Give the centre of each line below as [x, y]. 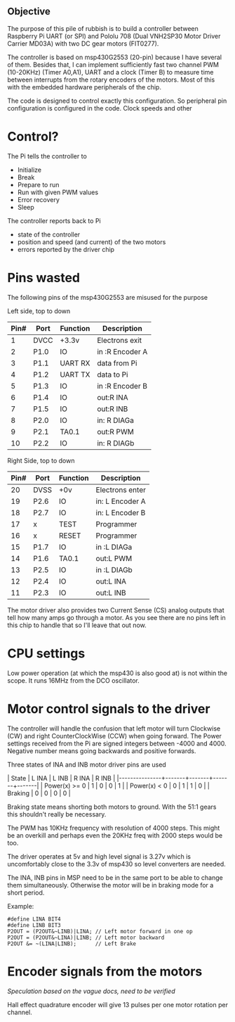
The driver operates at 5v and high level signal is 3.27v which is [99, 856]
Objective [29, 12]
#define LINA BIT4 [34, 919]
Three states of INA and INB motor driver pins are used [87, 764]
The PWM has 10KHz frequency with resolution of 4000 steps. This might [114, 828]
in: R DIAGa [116, 420]
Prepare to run [38, 184]
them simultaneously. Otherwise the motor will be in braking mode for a [110, 885]
